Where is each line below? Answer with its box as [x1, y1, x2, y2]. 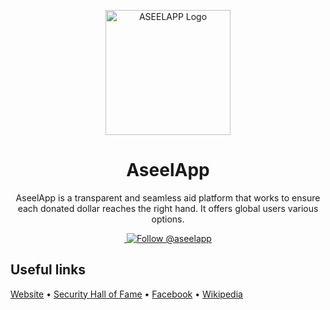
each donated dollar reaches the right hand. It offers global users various [17, 202, 319, 214]
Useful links [10, 261, 87, 279]
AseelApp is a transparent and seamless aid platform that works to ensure [15, 191, 321, 204]
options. [151, 213, 185, 225]
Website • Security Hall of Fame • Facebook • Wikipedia [10, 288, 243, 300]
